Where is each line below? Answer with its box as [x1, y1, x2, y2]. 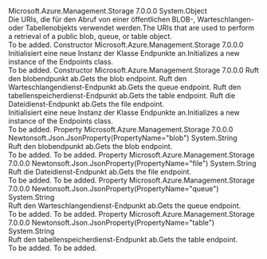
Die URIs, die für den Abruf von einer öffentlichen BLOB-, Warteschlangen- [8, 14, 254, 24]
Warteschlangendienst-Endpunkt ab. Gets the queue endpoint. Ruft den [8, 82, 241, 92]
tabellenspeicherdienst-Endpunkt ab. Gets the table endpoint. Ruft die [8, 91, 236, 100]
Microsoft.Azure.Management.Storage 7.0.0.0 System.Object [8, 6, 207, 15]
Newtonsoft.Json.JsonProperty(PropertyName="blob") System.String [8, 133, 238, 143]
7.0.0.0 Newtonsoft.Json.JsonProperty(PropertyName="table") [8, 218, 215, 227]
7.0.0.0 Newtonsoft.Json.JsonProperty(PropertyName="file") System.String [8, 159, 257, 168]
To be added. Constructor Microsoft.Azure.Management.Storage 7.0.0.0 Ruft [8, 65, 259, 75]
